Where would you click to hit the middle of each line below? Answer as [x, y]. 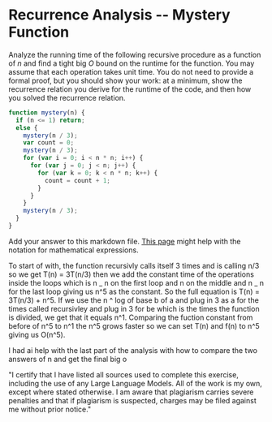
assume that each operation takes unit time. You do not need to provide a [131, 71]
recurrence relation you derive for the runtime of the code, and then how [130, 89]
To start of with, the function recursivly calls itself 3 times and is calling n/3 [134, 265]
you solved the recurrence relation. [67, 97]
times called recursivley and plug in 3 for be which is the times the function [134, 308]
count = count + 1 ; [78, 180]
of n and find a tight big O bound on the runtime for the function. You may [132, 63]
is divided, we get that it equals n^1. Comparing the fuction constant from [131, 317]
